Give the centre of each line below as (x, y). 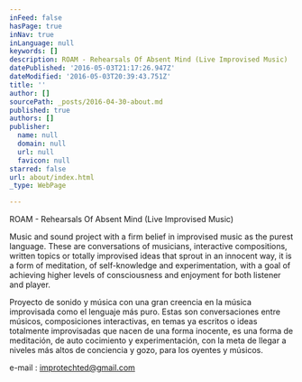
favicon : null (44, 160)
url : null (36, 152)
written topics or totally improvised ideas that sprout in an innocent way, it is (151, 256)
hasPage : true (36, 26)
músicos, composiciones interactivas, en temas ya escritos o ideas (133, 321)
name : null (38, 135)
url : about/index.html (52, 177)
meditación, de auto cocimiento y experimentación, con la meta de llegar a (148, 340)
